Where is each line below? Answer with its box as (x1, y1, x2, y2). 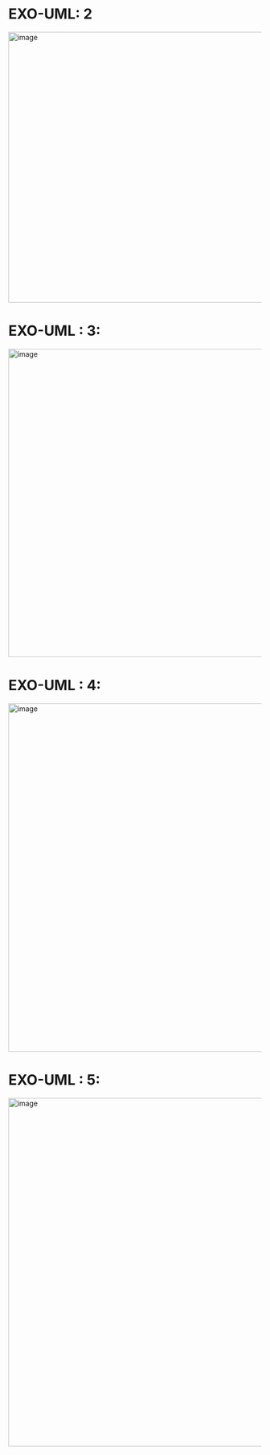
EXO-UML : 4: (8, 676, 102, 695)
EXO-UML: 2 (8, 5, 92, 23)
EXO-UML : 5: (8, 1071, 100, 1089)
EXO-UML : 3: (8, 322, 101, 340)
